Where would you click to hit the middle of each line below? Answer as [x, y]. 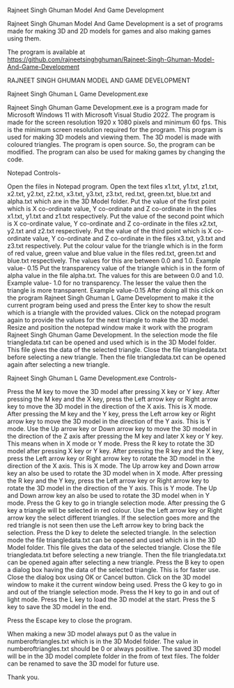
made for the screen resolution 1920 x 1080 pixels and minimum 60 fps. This [117, 122]
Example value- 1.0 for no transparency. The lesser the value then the [107, 283]
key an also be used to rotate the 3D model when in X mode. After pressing [115, 473]
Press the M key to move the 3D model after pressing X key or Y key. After [114, 391]
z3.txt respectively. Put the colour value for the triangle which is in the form [115, 246]
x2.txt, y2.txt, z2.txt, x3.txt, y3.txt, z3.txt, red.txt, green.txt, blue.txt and [109, 194]
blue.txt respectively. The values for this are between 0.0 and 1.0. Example [114, 261]
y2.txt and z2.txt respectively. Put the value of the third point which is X [110, 231]
